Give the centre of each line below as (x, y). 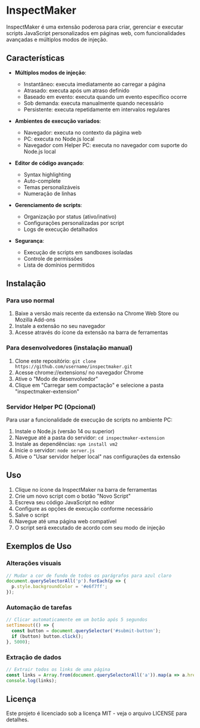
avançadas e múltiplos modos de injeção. (57, 39)
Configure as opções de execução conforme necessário (84, 508)
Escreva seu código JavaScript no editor (65, 502)
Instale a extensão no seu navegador (60, 326)
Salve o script (32, 515)
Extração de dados (34, 657)
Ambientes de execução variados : (58, 121)
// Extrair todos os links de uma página (58, 670)
